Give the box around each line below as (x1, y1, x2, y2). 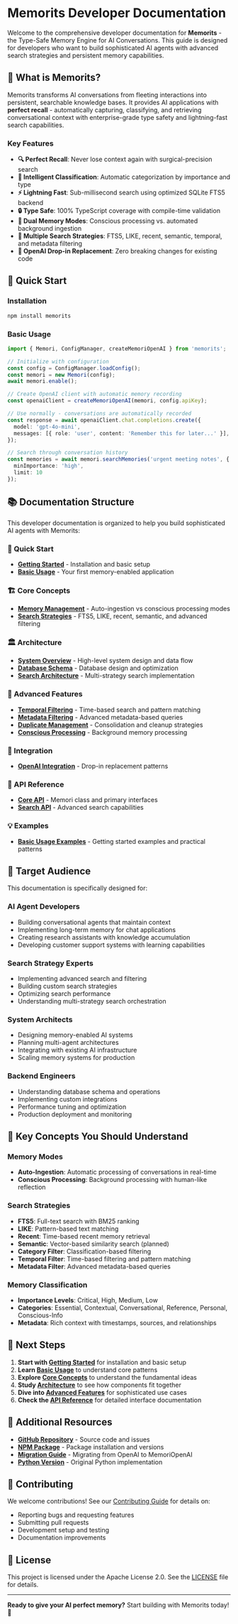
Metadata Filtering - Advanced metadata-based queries (17, 713, 183, 721)
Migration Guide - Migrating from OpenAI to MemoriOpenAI (17, 1450, 193, 1459)
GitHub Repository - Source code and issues (17, 1435, 150, 1444)
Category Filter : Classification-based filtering (17, 1247, 152, 1256)
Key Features (7, 138, 55, 148)
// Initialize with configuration (7, 358, 110, 365)
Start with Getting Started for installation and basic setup (17, 1358, 186, 1366)
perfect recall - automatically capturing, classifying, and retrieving (7, 105, 202, 114)
